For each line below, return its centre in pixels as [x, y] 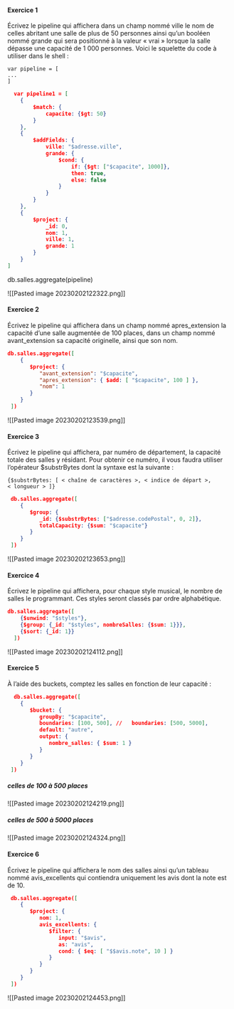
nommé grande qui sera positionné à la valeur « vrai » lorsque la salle [109, 41]
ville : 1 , [60, 239]
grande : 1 [60, 246]
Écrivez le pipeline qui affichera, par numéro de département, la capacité [114, 453]
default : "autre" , [66, 730]
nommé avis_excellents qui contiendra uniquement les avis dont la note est [117, 877]
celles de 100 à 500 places [48, 786]
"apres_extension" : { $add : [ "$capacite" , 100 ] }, [119, 380]
